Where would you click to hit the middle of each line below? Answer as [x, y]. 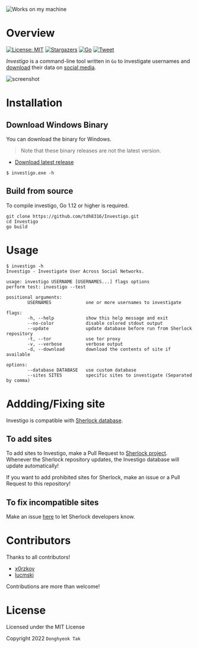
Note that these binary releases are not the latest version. [91, 150]
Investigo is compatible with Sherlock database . [65, 420]
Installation [34, 103]
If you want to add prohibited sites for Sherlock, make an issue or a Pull [93, 478]
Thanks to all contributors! [38, 557]
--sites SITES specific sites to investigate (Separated [110, 375]
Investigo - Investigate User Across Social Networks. [75, 271]
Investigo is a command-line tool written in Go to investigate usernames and [98, 61]
